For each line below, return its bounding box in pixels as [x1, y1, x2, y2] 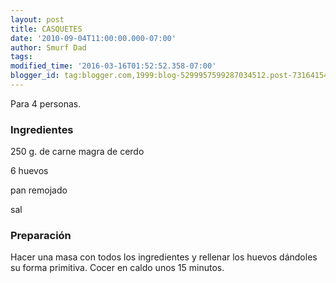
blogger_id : [10, 71, 60, 81]
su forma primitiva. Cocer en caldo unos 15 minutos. [10, 262, 225, 274]
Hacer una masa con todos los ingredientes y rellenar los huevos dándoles [10, 251, 318, 263]
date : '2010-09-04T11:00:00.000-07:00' [10, 33, 177, 43]
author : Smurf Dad [10, 42, 87, 53]
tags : [10, 52, 33, 62]
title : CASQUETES [10, 24, 83, 34]
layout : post [10, 14, 65, 25]
